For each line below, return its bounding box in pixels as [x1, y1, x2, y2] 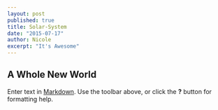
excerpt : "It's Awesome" [7, 43, 80, 50]
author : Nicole [7, 36, 52, 43]
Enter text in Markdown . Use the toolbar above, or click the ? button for [7, 87, 212, 95]
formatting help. [7, 95, 54, 103]
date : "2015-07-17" [7, 29, 64, 37]
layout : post [7, 10, 45, 18]
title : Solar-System [7, 23, 68, 30]
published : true [7, 17, 54, 24]
